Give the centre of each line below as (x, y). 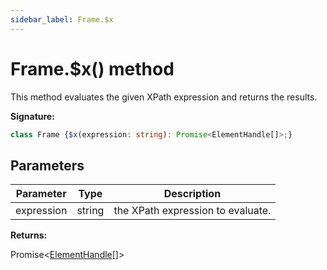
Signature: (32, 116)
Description (192, 194)
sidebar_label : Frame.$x (62, 19)
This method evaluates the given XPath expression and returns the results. (164, 97)
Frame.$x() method (92, 68)
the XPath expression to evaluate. (192, 211)
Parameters (47, 165)
